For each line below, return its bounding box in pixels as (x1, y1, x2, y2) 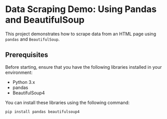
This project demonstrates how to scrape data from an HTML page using (5, 31, 156, 37)
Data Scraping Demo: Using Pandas (5, 4, 157, 15)
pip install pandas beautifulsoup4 (5, 109, 80, 114)
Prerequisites (5, 51, 48, 59)
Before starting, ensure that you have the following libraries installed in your (5, 64, 162, 70)
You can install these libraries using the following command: (5, 99, 130, 105)
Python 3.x (12, 79, 35, 85)
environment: (5, 69, 33, 75)
